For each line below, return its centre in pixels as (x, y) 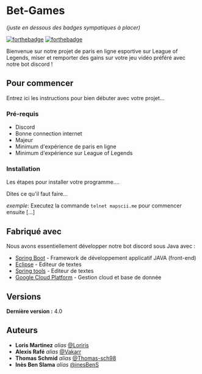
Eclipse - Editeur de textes (48, 264)
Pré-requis (23, 113)
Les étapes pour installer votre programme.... (63, 182)
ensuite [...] (21, 212)
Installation (23, 168)
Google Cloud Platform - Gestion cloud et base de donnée (88, 278)
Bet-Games (36, 11)
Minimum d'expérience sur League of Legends (74, 153)
